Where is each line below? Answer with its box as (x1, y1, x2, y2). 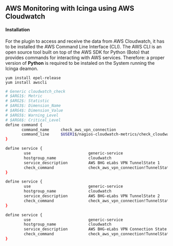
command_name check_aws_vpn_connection (21, 127, 116, 132)
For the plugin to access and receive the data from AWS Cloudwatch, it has (5, 38, 165, 44)
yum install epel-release (5, 75, 61, 80)
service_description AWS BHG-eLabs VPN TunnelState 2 (24, 194, 160, 199)
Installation (5, 26, 30, 32)
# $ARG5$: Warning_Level (5, 113, 59, 118)
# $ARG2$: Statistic (5, 98, 50, 103)
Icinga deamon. (5, 65, 39, 72)
